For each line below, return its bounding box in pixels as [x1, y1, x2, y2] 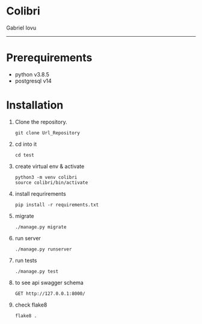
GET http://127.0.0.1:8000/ [14, 290, 85, 296]
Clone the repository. [14, 118, 67, 125]
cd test [14, 152, 34, 158]
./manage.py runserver [14, 246, 72, 252]
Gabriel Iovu [6, 24, 37, 31]
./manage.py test [14, 268, 59, 275]
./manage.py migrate [14, 224, 67, 230]
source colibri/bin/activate [14, 179, 88, 185]
